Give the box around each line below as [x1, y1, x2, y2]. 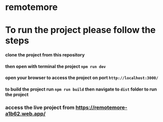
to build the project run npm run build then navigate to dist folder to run [5, 86, 157, 92]
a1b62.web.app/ [5, 110, 46, 117]
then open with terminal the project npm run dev [5, 63, 106, 69]
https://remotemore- [75, 104, 128, 111]
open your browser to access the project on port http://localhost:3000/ [5, 74, 158, 81]
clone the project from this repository [5, 51, 85, 57]
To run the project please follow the [5, 24, 156, 36]
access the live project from [5, 104, 75, 111]
